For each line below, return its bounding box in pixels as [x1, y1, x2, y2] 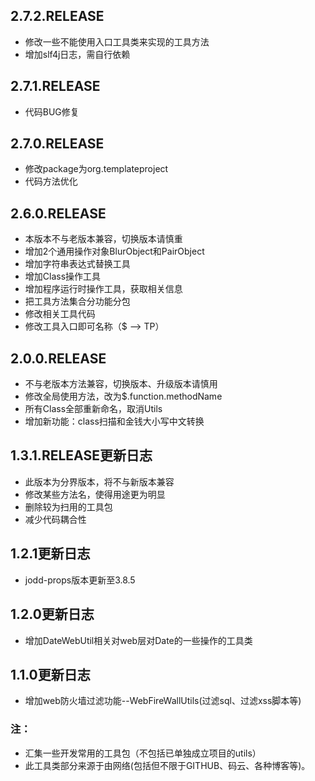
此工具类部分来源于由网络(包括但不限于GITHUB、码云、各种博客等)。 [24, 759, 311, 771]
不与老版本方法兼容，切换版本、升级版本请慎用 [24, 378, 218, 390]
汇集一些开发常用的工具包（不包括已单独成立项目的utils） [24, 747, 262, 759]
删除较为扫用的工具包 [24, 500, 113, 513]
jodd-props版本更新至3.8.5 [24, 574, 136, 586]
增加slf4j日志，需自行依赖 [24, 48, 131, 60]
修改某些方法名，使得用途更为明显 [24, 488, 166, 500]
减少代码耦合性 [24, 513, 87, 525]
